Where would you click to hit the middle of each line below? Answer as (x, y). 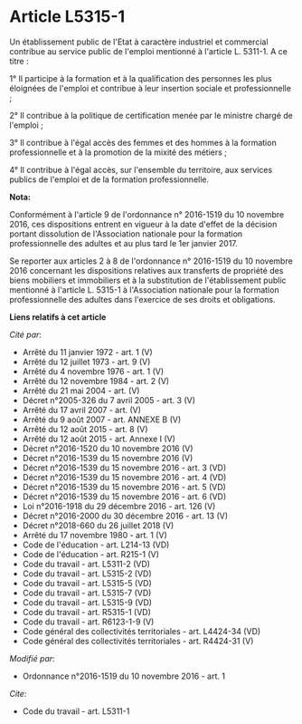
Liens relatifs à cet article (58, 317)
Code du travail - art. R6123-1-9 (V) (88, 622)
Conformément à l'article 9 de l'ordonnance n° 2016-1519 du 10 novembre (147, 214)
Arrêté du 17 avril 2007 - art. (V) (82, 410)
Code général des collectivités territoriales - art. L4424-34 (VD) (142, 631)
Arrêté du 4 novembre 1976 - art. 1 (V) (93, 371)
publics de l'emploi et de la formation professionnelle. (109, 179)
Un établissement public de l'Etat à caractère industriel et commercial (139, 42)
